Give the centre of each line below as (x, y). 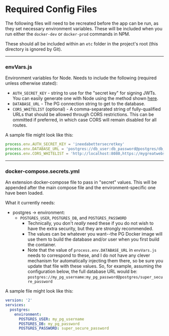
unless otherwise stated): (31, 83)
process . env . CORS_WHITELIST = (37, 153)
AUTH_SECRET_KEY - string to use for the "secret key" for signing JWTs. (84, 93)
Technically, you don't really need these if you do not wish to (91, 223)
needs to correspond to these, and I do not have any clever (89, 255)
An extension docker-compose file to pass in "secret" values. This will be (81, 182)
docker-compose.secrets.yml (43, 171)
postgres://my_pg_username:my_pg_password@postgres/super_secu (95, 277)
